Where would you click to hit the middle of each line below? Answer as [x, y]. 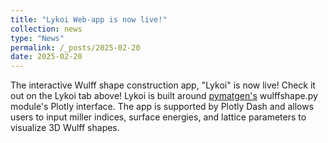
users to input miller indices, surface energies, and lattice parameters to [158, 117]
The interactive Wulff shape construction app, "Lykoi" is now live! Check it [163, 85]
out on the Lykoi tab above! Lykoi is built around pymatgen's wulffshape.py [164, 96]
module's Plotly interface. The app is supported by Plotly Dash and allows [162, 107]
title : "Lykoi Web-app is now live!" [89, 19]
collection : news [46, 29]
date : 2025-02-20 [46, 57]
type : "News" [37, 38]
